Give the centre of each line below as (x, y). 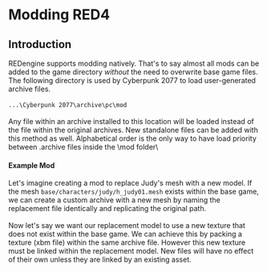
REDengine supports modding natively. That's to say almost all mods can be (134, 63)
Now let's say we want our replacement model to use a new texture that (127, 226)
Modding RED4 (59, 15)
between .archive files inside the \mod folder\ (83, 147)
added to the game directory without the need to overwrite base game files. (133, 72)
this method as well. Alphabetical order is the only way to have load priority (132, 138)
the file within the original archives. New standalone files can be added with (133, 130)
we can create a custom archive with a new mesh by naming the (114, 200)
